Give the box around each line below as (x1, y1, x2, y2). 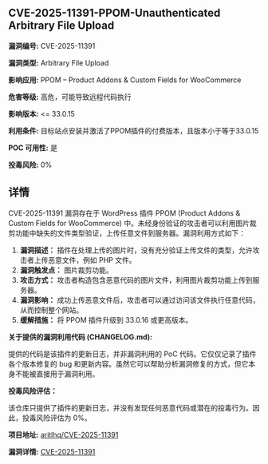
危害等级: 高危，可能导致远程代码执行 (8, 92, 132, 101)
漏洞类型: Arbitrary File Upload (8, 58, 109, 67)
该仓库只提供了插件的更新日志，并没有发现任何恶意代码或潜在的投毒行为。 (8, 403, 253, 412)
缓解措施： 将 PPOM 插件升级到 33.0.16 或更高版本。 (19, 315, 193, 324)
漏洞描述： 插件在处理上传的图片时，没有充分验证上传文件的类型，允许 (19, 245, 253, 255)
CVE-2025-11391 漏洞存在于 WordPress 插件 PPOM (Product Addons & (8, 208, 241, 218)
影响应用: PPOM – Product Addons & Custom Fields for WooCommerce (8, 75, 242, 85)
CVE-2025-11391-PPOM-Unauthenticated (8, 6, 221, 20)
